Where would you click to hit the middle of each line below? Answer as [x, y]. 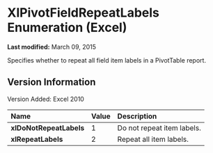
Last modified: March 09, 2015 [52, 47]
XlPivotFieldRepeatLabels [84, 13]
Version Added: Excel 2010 [46, 99]
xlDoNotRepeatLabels [48, 128]
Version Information [52, 82]
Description [137, 116]
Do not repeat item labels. [159, 128]
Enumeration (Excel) [67, 27]
